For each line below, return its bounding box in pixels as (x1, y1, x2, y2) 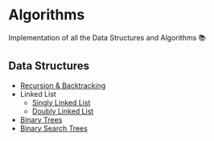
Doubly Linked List (31, 106, 94, 116)
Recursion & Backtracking (19, 81, 106, 90)
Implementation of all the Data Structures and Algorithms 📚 (8, 32, 207, 42)
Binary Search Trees (19, 123, 88, 133)
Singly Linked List (31, 97, 91, 107)
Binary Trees (19, 114, 63, 124)
